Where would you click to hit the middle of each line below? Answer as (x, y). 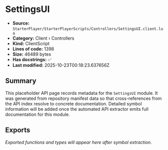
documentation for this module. (38, 114)
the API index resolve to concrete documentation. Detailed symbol (73, 103)
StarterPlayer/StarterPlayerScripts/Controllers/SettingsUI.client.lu (88, 29)
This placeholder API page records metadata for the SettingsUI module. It (81, 93)
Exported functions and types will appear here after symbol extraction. (78, 142)
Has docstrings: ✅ (32, 59)
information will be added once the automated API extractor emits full (77, 109)
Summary (21, 81)
